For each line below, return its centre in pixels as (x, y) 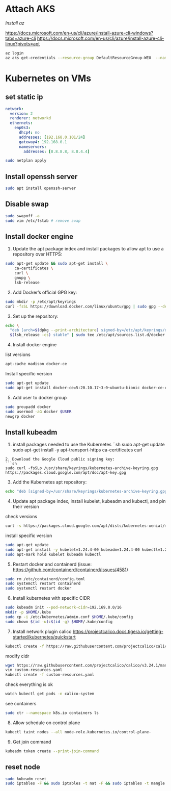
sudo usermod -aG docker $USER (38, 412)
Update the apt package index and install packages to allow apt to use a (88, 249)
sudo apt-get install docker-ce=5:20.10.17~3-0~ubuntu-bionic (73, 388)
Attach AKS (30, 9)
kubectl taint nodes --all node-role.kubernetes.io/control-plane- (78, 732)
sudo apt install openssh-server (41, 188)
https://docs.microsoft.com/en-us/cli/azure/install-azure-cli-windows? (79, 33)
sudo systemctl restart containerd (43, 584)
